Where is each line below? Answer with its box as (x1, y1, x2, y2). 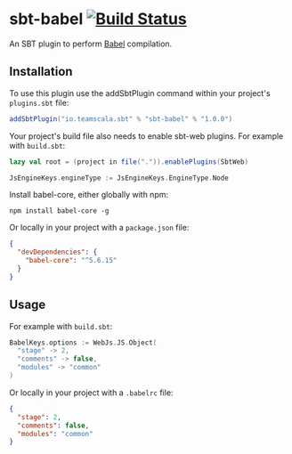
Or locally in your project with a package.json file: (9, 223, 190, 233)
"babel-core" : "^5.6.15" (25, 256, 118, 265)
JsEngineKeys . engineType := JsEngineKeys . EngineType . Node (9, 174, 229, 182)
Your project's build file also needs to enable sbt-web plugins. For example (9, 130, 284, 142)
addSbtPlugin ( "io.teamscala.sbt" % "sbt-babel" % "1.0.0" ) (9, 114, 233, 124)
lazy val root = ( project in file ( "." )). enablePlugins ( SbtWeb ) (9, 157, 249, 166)
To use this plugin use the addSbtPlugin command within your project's (9, 87, 271, 98)
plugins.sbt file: (9, 97, 69, 108)
